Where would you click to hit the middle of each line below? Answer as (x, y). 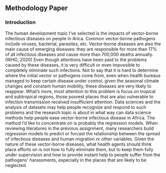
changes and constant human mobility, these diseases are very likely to (78, 86)
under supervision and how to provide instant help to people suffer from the (83, 155)
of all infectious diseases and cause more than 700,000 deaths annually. (79, 54)
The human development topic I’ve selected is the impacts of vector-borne (82, 33)
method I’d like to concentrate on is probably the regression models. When (82, 123)
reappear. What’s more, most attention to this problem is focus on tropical (80, 91)
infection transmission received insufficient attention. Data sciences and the (83, 102)
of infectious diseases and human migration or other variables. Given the (80, 139)
